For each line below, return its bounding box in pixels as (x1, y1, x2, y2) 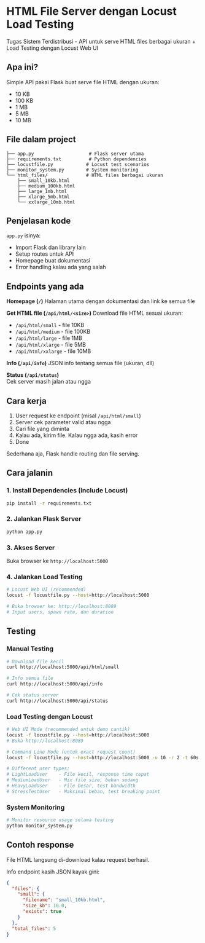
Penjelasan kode (6, 215, 71, 226)
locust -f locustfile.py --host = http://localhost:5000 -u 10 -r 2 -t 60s (6, 754, 199, 760)
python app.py (6, 529, 43, 535)
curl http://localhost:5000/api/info (6, 681, 103, 687)
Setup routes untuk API (15, 250, 74, 258)
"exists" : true (22, 909, 62, 915)
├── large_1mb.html (17, 188, 68, 194)
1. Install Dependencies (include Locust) (6, 486, 128, 495)
